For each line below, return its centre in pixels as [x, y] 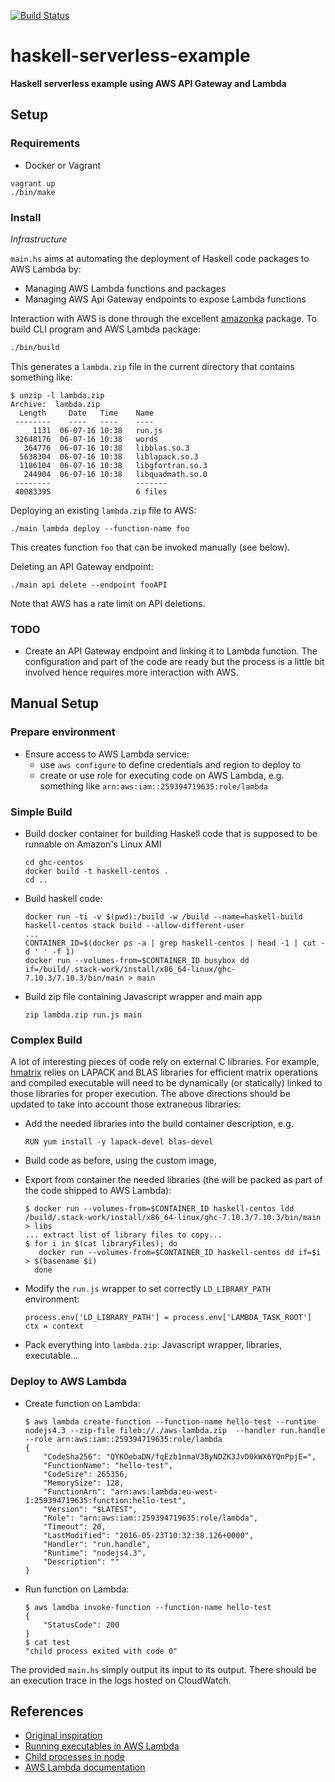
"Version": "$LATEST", [90, 1509]
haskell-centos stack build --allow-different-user [134, 926]
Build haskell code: [63, 899]
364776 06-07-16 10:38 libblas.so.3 [106, 448]
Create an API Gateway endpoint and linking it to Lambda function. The [171, 651]
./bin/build [35, 347]
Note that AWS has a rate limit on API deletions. [108, 603]
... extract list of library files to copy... [123, 1235]
